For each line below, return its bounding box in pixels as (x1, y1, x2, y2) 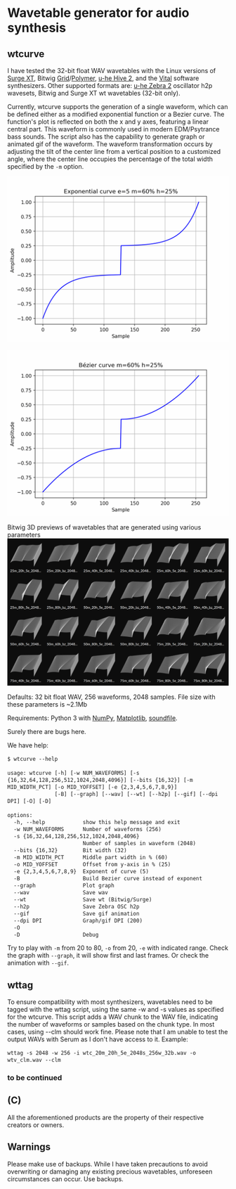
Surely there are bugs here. (7, 728, 86, 736)
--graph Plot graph (13, 882, 114, 889)
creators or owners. (7, 1120, 65, 1129)
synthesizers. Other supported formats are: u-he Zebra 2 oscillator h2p (7, 82, 213, 89)
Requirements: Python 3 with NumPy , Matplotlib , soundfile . (7, 714, 178, 722)
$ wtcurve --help (7, 756, 58, 763)
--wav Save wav (13, 889, 109, 896)
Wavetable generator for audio (7, 5, 190, 21)
